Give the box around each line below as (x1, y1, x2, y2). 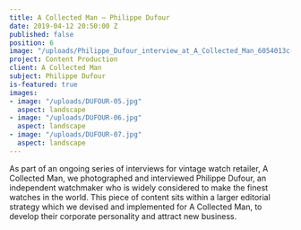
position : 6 (9, 38, 54, 48)
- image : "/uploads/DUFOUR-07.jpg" (9, 130, 142, 139)
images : (9, 88, 39, 97)
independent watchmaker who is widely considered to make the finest (9, 181, 269, 193)
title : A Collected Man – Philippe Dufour (9, 13, 170, 22)
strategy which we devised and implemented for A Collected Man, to (9, 201, 262, 212)
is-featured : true (9, 80, 78, 89)
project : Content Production (9, 55, 118, 64)
